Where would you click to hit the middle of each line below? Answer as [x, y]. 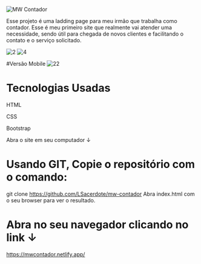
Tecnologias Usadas [58, 88]
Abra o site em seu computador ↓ [48, 140]
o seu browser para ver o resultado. [51, 200]
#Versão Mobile [26, 64]
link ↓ [22, 238]
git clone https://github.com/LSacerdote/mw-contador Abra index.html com [100, 194]
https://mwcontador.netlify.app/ [46, 254]
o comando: [37, 177]
